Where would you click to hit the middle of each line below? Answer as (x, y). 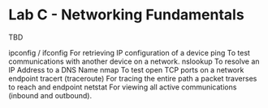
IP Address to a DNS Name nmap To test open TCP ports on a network (126, 69)
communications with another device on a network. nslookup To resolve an (134, 61)
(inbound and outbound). (50, 95)
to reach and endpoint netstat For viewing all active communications (123, 87)
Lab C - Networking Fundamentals (127, 15)
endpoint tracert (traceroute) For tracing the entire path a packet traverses (133, 78)
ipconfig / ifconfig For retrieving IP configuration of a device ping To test (129, 52)
